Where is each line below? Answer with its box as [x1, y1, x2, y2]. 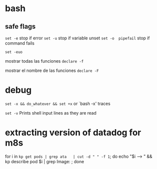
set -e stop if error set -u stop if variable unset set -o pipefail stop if [5, 35, 150, 41]
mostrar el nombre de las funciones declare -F [5, 68, 99, 73]
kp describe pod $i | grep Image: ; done [5, 158, 84, 164]
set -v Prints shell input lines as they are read [5, 110, 97, 116]
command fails [5, 40, 35, 46]
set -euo [5, 50, 23, 54]
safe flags [5, 22, 36, 31]
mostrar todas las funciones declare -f [5, 58, 84, 64]
